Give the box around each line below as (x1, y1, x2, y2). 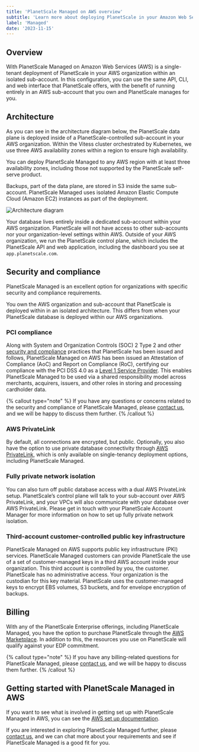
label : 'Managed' (6, 20, 49, 26)
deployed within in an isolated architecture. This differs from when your (6, 307, 181, 314)
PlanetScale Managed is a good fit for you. (6, 739, 110, 746)
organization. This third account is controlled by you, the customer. (6, 565, 170, 572)
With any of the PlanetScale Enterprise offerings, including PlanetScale (6, 623, 179, 630)
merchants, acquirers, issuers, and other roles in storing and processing (6, 379, 182, 387)
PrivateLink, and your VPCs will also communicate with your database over (6, 498, 189, 506)
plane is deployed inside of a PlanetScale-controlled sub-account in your (6, 134, 184, 141)
